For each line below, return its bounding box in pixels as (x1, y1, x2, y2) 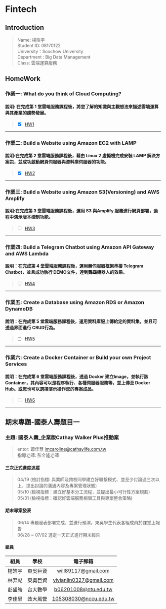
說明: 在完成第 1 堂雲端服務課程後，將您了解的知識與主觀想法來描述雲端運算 (5, 103, 159, 110)
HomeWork (5, 74, 41, 83)
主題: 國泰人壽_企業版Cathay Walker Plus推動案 (5, 434, 119, 441)
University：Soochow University (17, 49, 83, 54)
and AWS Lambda (5, 250, 49, 257)
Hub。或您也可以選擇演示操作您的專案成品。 (5, 386, 96, 392)
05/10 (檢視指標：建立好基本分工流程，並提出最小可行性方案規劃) (17, 489, 150, 495)
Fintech (5, 3, 37, 15)
